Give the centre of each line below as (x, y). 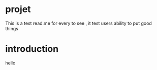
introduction (32, 49)
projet (18, 9)
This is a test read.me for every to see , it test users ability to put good (79, 23)
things (12, 28)
